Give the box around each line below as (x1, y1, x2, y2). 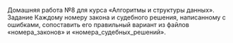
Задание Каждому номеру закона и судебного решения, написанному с (7, 13, 226, 21)
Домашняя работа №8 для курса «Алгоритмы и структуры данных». (7, 6, 215, 14)
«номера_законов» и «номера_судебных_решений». (7, 28, 166, 36)
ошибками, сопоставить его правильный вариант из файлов (7, 21, 189, 28)
